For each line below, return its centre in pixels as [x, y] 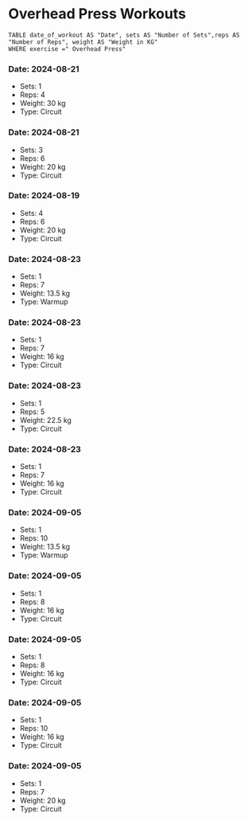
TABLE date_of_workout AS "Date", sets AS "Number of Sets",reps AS [124, 35]
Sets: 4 [31, 213]
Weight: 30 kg [43, 104]
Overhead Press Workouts [97, 14]
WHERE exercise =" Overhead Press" [67, 49]
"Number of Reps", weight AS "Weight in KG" [83, 42]
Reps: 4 [32, 95]
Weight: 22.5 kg [45, 420]
